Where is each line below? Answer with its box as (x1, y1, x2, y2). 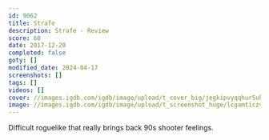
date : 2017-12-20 (8, 42, 66, 50)
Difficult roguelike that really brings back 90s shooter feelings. (8, 123, 214, 133)
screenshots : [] (8, 71, 62, 79)
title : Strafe (8, 19, 56, 27)
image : (8, 101, 30, 109)
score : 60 (8, 34, 42, 42)
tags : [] (8, 78, 38, 86)
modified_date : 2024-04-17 (8, 64, 98, 72)
